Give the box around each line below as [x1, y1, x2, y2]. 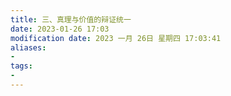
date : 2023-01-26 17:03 [10, 24, 110, 34]
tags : [10, 61, 33, 71]
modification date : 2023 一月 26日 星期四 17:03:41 [10, 33, 222, 43]
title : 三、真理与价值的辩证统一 [10, 14, 132, 25]
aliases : [10, 42, 47, 53]
